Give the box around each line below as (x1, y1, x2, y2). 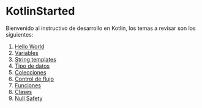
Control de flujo (14, 75, 54, 82)
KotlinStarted (6, 4, 75, 18)
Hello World (14, 43, 45, 50)
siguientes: (6, 31, 34, 38)
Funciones (14, 81, 41, 89)
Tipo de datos (14, 62, 50, 70)
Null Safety (14, 95, 43, 102)
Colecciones (14, 68, 47, 76)
